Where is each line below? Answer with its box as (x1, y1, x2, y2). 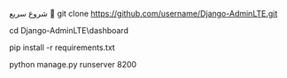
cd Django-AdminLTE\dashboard (9, 25, 128, 35)
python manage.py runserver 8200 (9, 60, 137, 69)
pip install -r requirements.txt (9, 42, 115, 53)
